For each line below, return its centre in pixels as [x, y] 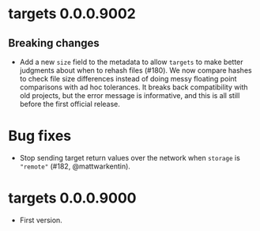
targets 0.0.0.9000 [72, 198]
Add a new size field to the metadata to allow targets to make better [131, 62]
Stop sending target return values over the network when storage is [130, 157]
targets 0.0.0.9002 [72, 14]
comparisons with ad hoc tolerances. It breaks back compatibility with [134, 87]
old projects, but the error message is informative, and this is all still [130, 95]
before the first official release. [70, 104]
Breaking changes [54, 43]
